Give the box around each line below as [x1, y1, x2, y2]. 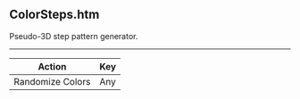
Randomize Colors [13, 75, 91, 87]
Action [37, 60, 67, 72]
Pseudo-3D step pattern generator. [9, 30, 138, 41]
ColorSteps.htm [9, 7, 100, 22]
